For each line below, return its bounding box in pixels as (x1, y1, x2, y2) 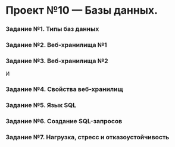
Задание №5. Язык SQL (5, 101, 77, 110)
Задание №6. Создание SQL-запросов (5, 117, 123, 126)
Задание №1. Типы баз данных (5, 25, 99, 33)
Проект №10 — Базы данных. (5, 4, 158, 17)
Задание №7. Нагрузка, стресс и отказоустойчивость (5, 133, 170, 142)
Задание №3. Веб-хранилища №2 (5, 57, 108, 65)
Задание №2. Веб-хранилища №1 (5, 41, 108, 49)
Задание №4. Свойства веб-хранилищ (5, 85, 123, 93)
